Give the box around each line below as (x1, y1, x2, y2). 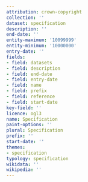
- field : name (6, 83, 42, 89)
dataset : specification (6, 20, 66, 26)
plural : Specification (6, 127, 63, 133)
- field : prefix (6, 88, 47, 94)
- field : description (6, 65, 61, 72)
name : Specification (6, 116, 58, 122)
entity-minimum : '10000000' (6, 43, 77, 49)
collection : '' (6, 15, 45, 21)
